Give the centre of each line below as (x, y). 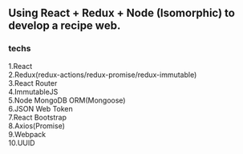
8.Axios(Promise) (37, 126)
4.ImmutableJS (33, 91)
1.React (20, 66)
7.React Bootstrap (37, 117)
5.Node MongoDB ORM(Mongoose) (67, 100)
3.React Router (33, 83)
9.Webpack (27, 134)
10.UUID (22, 143)
